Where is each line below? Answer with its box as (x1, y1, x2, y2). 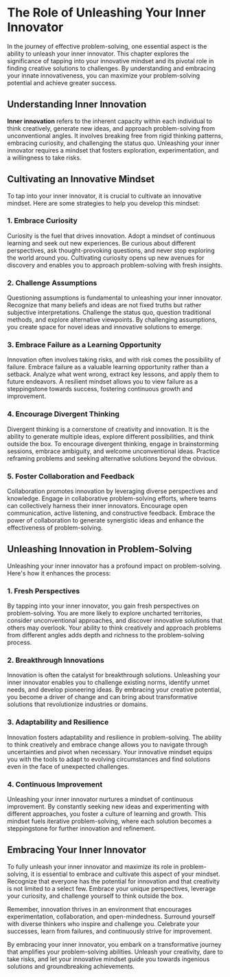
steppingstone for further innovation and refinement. (7, 824, 156, 833)
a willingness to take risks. (7, 153, 82, 162)
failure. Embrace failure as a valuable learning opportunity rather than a (7, 363, 209, 371)
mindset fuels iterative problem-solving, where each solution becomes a (7, 817, 212, 826)
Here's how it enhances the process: (7, 569, 111, 577)
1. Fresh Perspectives (7, 586, 80, 595)
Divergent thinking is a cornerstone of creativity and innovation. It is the (7, 425, 209, 433)
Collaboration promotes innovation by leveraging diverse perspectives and (7, 487, 218, 496)
